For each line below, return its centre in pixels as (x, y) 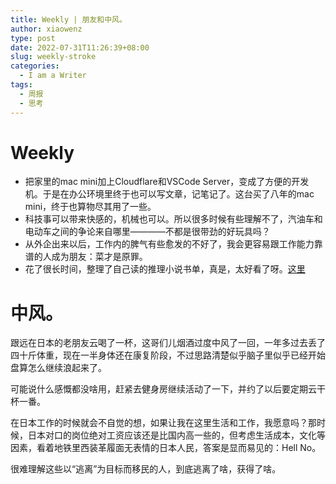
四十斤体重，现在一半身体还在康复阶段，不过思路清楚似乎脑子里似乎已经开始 (168, 355)
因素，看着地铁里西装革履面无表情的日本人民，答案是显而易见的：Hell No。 (166, 448)
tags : (21, 85)
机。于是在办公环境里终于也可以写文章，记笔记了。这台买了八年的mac (169, 194)
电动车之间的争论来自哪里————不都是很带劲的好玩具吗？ (147, 232)
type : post (33, 38)
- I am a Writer (53, 76)
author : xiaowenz (46, 29)
